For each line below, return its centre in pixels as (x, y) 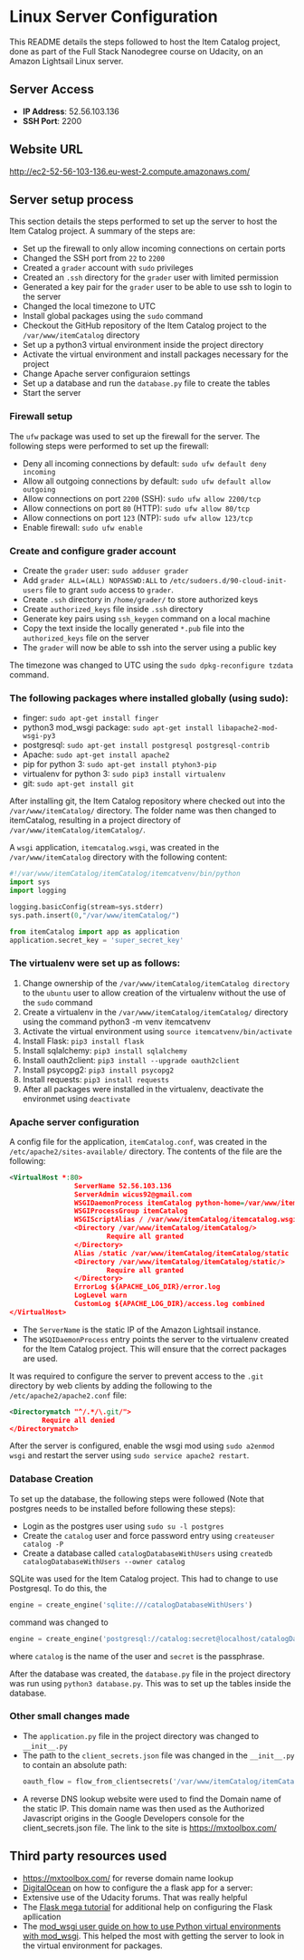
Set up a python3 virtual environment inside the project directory (143, 345)
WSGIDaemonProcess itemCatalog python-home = (159, 1203)
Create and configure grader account (93, 551)
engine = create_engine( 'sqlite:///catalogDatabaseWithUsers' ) (131, 1605)
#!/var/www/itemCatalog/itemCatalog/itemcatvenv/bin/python (125, 874)
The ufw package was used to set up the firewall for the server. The (135, 436)
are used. (40, 1358)
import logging (38, 891)
